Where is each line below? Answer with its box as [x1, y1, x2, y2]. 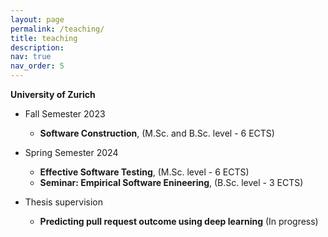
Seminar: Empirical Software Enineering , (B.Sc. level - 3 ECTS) [39, 177, 304, 188]
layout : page [10, 14, 65, 25]
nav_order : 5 [10, 61, 65, 71]
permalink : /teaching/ [10, 24, 105, 34]
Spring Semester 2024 [24, 147, 119, 158]
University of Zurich [10, 89, 96, 100]
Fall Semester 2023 [24, 108, 106, 120]
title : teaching [10, 33, 78, 43]
